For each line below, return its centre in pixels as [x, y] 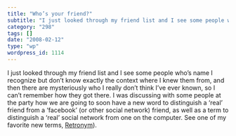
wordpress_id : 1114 [36, 53]
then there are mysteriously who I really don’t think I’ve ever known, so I [111, 88]
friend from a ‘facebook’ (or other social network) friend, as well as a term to [118, 110]
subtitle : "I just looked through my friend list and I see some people [116, 20]
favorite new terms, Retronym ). [52, 125]
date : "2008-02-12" [36, 40]
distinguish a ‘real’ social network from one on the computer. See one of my [117, 117]
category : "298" [31, 27]
